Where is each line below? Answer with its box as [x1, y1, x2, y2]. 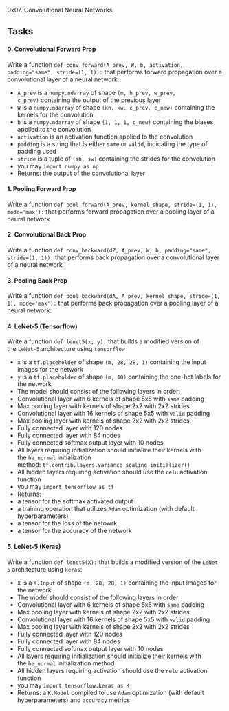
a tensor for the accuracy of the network [17, 527, 133, 535]
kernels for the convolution [17, 110, 94, 119]
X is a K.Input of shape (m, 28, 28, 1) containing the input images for [17, 579, 217, 587]
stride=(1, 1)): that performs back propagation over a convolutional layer [7, 253, 220, 261]
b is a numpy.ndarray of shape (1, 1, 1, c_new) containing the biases [17, 117, 214, 126]
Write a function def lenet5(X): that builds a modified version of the [7, 558, 201, 566]
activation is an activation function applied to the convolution [17, 132, 193, 141]
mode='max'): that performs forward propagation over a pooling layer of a [7, 207, 215, 216]
